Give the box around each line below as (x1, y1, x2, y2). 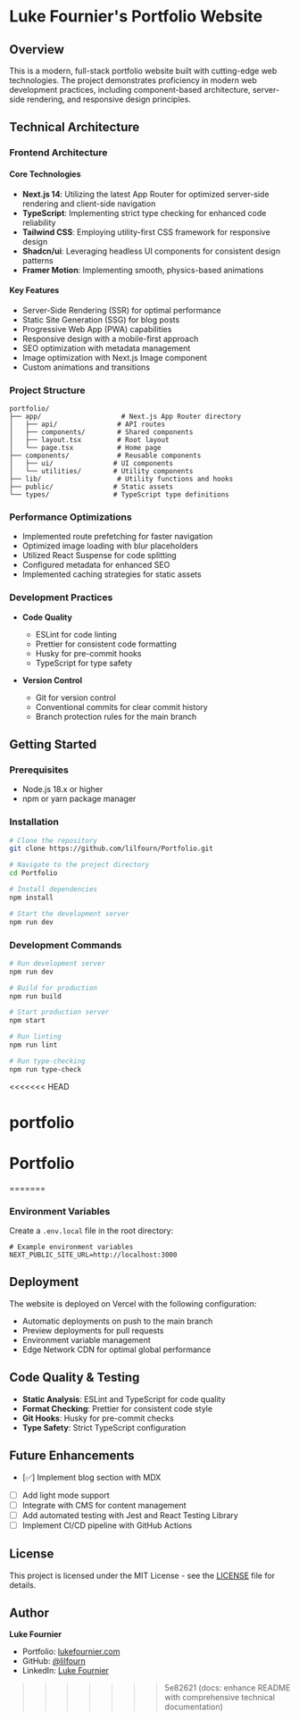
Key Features (9, 285, 60, 296)
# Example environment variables (9, 1243, 134, 1252)
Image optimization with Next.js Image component (21, 352, 207, 363)
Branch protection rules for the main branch (35, 711, 197, 722)
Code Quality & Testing (9, 1370, 140, 1385)
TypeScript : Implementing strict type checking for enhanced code (21, 207, 267, 218)
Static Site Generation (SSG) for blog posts (21, 314, 180, 325)
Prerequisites (9, 764, 69, 776)
